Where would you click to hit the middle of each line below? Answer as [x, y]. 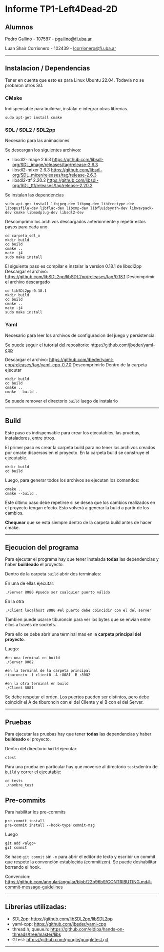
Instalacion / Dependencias [48, 68]
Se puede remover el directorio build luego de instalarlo [61, 401]
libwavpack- [142, 208]
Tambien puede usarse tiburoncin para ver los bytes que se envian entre [78, 619]
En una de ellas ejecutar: [30, 583]
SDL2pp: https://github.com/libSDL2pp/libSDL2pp [62, 919]
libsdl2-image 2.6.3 [31, 160]
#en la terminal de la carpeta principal [48, 671]
